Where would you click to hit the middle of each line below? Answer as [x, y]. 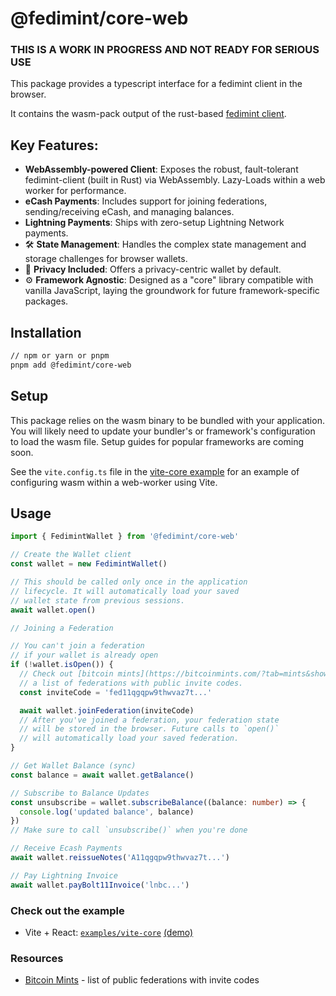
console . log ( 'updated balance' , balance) [107, 812]
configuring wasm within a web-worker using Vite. [114, 482]
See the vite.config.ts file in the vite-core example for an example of [155, 471]
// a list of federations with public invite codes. [131, 683]
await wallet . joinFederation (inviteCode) [107, 710]
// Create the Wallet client [71, 555]
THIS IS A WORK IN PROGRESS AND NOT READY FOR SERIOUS [165, 50]
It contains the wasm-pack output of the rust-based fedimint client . [148, 114]
